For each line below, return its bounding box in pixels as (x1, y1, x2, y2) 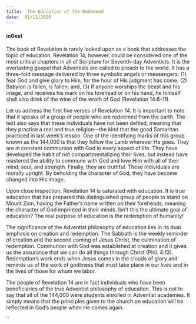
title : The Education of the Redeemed (6, 8, 104, 15)
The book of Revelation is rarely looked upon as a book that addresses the (6, 45, 187, 52)
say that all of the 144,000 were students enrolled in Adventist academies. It (6, 291, 190, 298)
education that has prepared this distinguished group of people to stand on (6, 193, 188, 200)
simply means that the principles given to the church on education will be (6, 297, 184, 305)
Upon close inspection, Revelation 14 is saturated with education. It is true (6, 187, 185, 194)
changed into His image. (6, 176, 65, 183)
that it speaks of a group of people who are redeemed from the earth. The (6, 113, 185, 120)
